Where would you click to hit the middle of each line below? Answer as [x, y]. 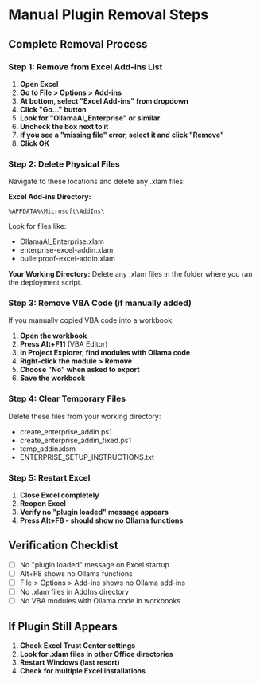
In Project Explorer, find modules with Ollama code [105, 353]
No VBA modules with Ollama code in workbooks [100, 601]
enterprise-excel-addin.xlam [66, 250]
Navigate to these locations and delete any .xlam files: [97, 182]
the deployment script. [45, 283]
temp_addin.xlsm [48, 449]
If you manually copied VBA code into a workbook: [91, 320]
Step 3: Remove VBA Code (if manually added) [100, 303]
